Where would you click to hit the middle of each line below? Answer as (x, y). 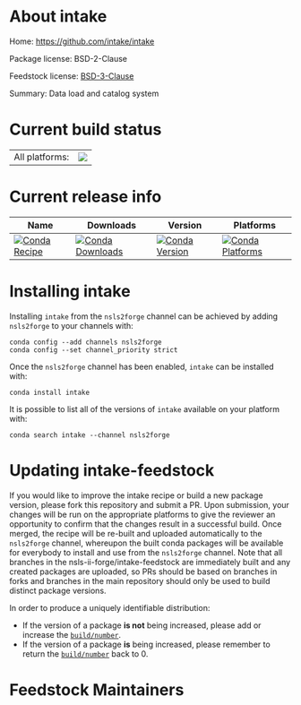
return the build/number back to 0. (85, 653)
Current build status (86, 129)
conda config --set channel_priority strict (94, 350)
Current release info (86, 197)
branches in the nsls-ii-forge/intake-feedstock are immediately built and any (150, 562)
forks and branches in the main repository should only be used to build (140, 580)
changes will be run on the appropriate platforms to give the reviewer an (142, 514)
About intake (58, 17)
